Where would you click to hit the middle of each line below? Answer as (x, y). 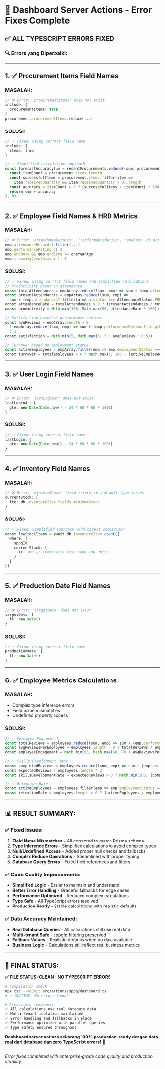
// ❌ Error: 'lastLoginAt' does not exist (50, 398)
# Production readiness (29, 1004)
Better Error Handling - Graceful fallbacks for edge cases (71, 890)
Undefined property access (40, 715)
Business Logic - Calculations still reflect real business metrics (76, 945)
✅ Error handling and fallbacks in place (49, 1018)
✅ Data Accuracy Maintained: (41, 919)
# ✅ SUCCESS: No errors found (36, 996)
